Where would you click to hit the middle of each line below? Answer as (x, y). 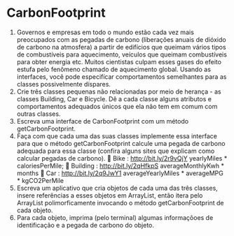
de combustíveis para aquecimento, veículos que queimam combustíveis (122, 54)
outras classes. (39, 114)
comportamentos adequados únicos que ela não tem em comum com (117, 106)
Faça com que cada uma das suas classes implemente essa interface (117, 136)
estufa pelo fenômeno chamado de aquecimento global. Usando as (114, 69)
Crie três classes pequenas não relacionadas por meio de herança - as (119, 91)
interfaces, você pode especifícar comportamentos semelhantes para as (122, 76)
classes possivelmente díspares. (64, 84)
